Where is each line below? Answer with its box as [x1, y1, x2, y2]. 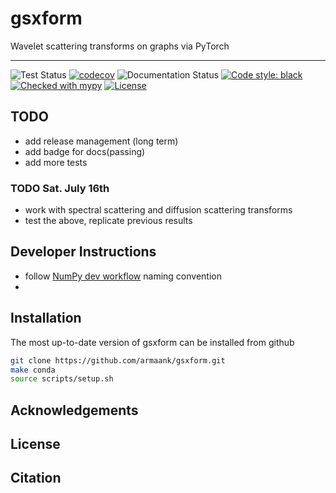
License [10, 436, 61, 453]
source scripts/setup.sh [10, 374, 114, 384]
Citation [10, 470, 62, 487]
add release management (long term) [24, 135, 179, 147]
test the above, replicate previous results [24, 215, 193, 227]
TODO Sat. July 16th [10, 181, 110, 195]
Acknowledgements [10, 402, 139, 419]
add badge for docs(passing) [24, 145, 146, 157]
